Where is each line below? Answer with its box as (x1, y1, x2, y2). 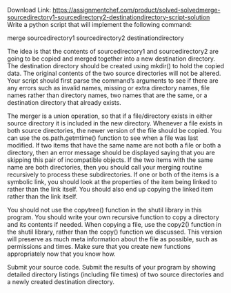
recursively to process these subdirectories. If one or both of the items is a (7, 170, 219, 179)
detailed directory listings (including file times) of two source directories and (7, 270, 224, 279)
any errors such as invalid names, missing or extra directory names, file (7, 84, 210, 92)
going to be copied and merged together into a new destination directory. (7, 54, 216, 63)
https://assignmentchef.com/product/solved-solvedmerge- (52, 6, 221, 14)
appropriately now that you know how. (7, 250, 116, 258)
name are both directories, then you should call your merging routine (7, 163, 202, 171)
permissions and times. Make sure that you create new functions (7, 243, 191, 250)
